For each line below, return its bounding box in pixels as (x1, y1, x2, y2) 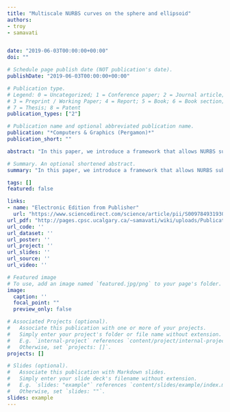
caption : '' (13, 293, 48, 300)
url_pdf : (7, 217, 32, 223)
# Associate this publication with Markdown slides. (7, 369, 167, 376)
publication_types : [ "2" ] (7, 110, 81, 117)
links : (7, 198, 26, 205)
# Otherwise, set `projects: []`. (7, 343, 112, 350)
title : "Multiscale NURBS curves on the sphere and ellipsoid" (7, 10, 192, 17)
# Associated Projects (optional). (7, 318, 109, 326)
